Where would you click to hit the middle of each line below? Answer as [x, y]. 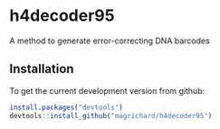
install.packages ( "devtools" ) [67, 107]
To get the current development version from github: [107, 90]
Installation [42, 69]
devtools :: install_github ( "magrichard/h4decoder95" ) [111, 115]
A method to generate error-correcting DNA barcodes [110, 41]
